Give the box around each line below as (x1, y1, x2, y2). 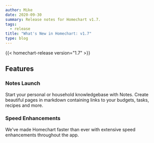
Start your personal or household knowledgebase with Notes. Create (5, 91, 148, 97)
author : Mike (5, 7, 33, 13)
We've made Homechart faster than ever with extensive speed (5, 126, 136, 132)
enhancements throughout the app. (5, 132, 80, 138)
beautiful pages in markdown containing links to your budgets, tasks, (5, 97, 149, 103)
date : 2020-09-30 (5, 12, 42, 17)
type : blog (5, 36, 28, 41)
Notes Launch (5, 80, 41, 87)
